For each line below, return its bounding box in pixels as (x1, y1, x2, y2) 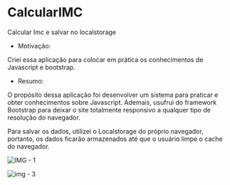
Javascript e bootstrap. (7, 63, 76, 71)
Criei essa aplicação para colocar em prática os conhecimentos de (7, 55, 204, 64)
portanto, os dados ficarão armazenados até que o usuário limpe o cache (7, 134, 223, 143)
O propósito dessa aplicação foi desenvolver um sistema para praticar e (7, 90, 219, 99)
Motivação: (17, 41, 51, 50)
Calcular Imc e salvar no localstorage (7, 28, 116, 36)
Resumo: (17, 76, 44, 85)
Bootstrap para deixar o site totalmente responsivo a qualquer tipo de (7, 105, 211, 114)
